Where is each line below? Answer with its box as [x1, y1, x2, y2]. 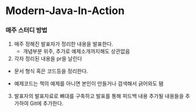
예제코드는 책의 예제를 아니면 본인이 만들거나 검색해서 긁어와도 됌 [14, 80, 164, 87]
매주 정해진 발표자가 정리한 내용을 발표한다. [14, 40, 114, 47]
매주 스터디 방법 [5, 26, 48, 35]
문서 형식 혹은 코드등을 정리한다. [14, 67, 88, 74]
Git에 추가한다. [29, 100, 64, 107]
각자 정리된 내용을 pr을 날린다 [14, 55, 82, 62]
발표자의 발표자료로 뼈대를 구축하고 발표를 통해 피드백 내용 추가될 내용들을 [14, 93, 184, 100]
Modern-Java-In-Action [5, 4, 125, 18]
